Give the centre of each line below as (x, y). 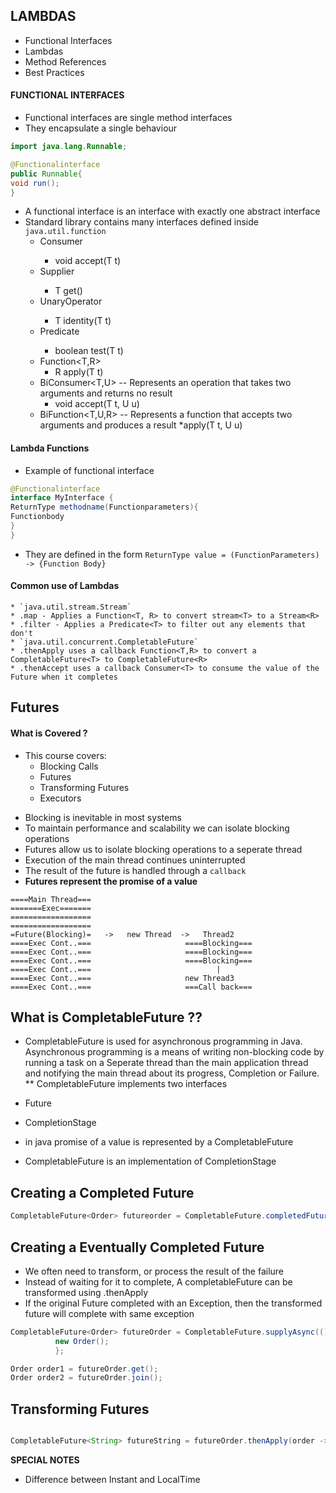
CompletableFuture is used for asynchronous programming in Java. (163, 1041)
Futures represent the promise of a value (111, 881)
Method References (65, 61)
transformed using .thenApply (86, 1292)
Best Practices (54, 72)
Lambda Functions (50, 448)
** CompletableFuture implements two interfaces (126, 1084)
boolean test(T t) (89, 351)
